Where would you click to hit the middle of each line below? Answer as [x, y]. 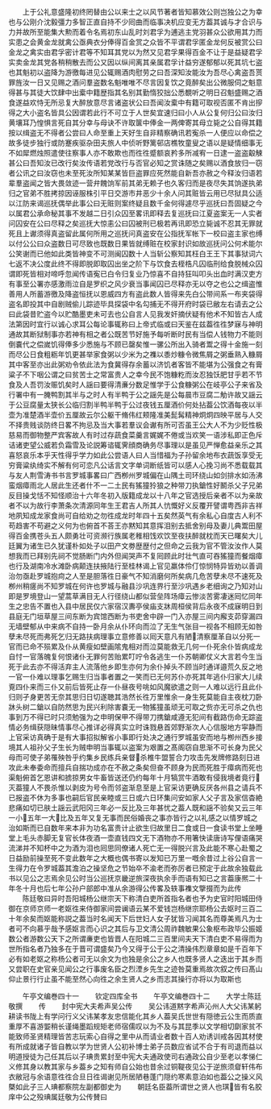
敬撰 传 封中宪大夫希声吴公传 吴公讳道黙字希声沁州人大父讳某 [131, 1006]
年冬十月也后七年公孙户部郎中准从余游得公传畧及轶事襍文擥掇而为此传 [125, 888]
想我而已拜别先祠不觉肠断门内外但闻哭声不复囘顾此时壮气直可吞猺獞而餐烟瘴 [135, 556]
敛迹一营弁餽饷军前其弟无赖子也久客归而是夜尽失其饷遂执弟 [163, 183]
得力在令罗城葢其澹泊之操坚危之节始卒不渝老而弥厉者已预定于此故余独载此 [139, 868]
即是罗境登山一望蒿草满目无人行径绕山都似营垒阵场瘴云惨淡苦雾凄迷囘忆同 [132, 596]
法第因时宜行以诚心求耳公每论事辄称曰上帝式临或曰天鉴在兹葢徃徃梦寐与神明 [135, 324]
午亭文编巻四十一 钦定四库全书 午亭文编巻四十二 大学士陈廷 [142, 996]
